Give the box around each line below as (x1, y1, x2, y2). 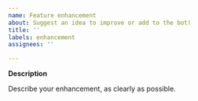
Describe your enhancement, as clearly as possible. (8, 84, 176, 94)
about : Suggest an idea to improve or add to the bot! (8, 19, 192, 27)
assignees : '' (8, 41, 55, 49)
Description (8, 69, 48, 78)
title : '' (8, 26, 41, 34)
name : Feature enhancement (8, 11, 97, 20)
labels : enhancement (8, 33, 76, 41)
